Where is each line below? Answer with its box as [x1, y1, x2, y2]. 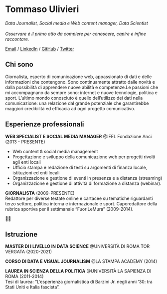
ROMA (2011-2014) [5, 273, 44, 279]
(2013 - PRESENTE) [5, 139, 46, 145]
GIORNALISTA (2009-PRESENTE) [5, 190, 75, 196]
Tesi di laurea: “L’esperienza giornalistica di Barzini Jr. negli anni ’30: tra [5, 279, 153, 285]
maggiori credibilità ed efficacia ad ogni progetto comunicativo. [5, 105, 136, 111]
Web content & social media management [12, 148, 98, 154]
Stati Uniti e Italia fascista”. [5, 284, 60, 290]
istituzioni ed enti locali [12, 169, 60, 176]
